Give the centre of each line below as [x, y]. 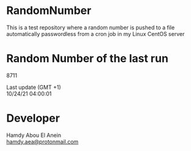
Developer [33, 118]
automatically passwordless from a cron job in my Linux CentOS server [95, 33]
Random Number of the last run [88, 59]
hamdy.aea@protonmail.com [42, 141]
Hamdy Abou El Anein [34, 135]
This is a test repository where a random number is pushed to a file [91, 27]
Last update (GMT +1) [34, 87]
